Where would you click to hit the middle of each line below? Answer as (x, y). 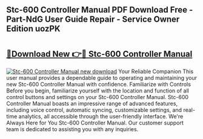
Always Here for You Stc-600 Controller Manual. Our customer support (95, 123)
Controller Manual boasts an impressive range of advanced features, (92, 103)
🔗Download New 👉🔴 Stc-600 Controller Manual (99, 54)
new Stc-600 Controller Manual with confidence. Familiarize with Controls (98, 84)
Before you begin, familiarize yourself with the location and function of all (98, 91)
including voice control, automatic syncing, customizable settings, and (94, 110)
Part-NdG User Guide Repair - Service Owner (93, 20)
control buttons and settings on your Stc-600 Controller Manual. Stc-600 (98, 97)
